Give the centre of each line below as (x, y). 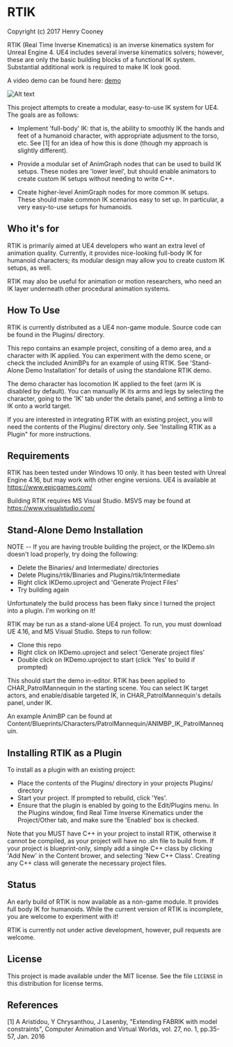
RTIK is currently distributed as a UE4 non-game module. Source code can (114, 327)
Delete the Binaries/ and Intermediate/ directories (88, 568)
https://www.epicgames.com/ (50, 487)
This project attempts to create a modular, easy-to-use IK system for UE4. (113, 107)
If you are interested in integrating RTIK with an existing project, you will (110, 419)
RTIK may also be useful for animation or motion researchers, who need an (114, 281)
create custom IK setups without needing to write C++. (96, 179)
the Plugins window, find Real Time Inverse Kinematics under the (110, 813)
